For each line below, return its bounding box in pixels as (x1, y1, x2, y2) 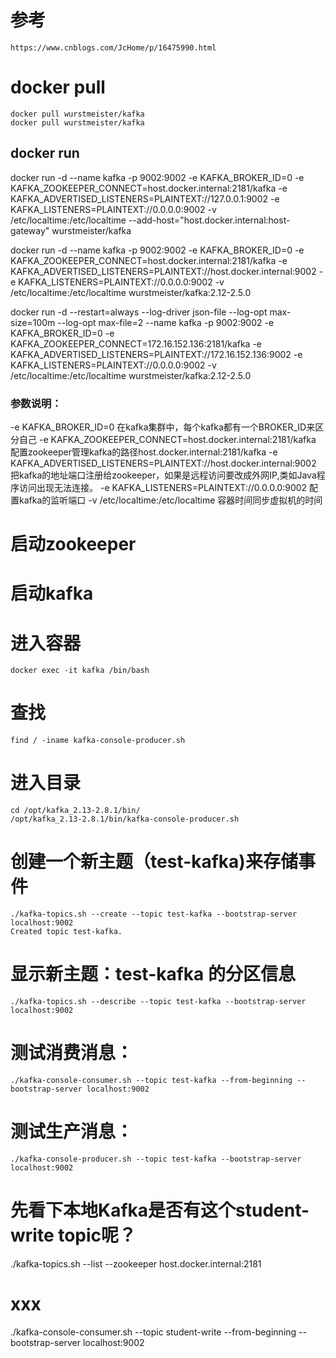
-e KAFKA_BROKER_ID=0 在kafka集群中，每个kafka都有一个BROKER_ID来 (10, 421, 316, 433)
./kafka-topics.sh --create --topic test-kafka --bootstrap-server (10, 909, 298, 920)
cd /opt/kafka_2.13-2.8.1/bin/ (10, 806, 141, 816)
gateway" (10, 224, 50, 236)
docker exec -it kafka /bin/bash (10, 666, 150, 676)
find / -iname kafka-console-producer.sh (10, 736, 186, 746)
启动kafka (10, 582, 94, 605)
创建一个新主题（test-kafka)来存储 (10, 851, 298, 873)
